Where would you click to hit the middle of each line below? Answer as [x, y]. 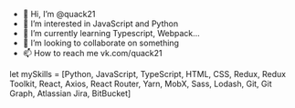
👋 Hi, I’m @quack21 [59, 14]
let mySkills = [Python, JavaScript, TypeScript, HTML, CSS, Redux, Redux [147, 74]
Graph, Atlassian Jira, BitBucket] [70, 93]
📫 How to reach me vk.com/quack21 [92, 53]
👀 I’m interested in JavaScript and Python [100, 24]
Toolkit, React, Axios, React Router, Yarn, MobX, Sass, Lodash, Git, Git [141, 83]
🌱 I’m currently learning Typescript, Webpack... [111, 33]
